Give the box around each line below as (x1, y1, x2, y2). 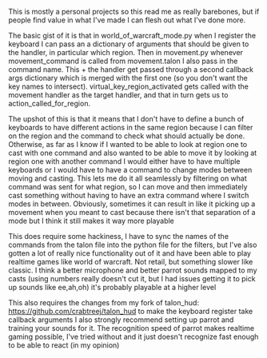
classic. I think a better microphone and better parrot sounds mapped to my (8, 265, 257, 275)
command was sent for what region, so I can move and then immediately (8, 182, 248, 191)
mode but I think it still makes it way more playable (8, 216, 174, 225)
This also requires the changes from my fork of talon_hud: (8, 298, 200, 307)
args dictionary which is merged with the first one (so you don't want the (8, 74, 248, 82)
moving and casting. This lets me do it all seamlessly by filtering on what (8, 173, 248, 183)
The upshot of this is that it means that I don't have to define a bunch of (8, 114, 245, 123)
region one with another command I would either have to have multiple (8, 157, 241, 166)
